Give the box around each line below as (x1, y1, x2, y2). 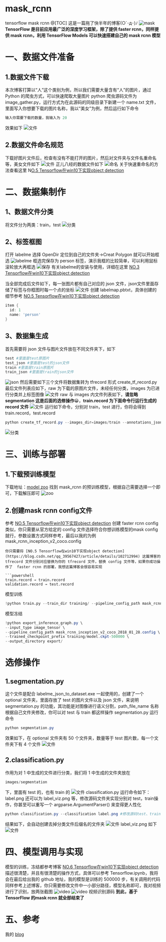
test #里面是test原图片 (5, 356, 49, 361)
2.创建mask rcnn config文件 (5, 506, 92, 515)
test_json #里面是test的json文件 (5, 360, 70, 366)
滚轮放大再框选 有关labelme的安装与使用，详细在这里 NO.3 (5, 264, 140, 270)
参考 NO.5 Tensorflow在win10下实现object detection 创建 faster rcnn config (5, 520, 159, 526)
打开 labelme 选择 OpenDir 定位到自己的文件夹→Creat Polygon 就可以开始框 (5, 252, 160, 258)
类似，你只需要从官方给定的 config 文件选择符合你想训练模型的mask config (5, 526, 158, 532)
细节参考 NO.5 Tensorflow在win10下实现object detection (5, 293, 120, 299)
